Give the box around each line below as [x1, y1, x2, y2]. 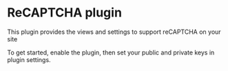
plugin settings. [7, 55, 51, 63]
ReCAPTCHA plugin [7, 5, 123, 21]
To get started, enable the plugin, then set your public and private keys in [7, 48, 215, 57]
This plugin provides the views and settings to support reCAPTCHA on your [7, 28, 222, 36]
